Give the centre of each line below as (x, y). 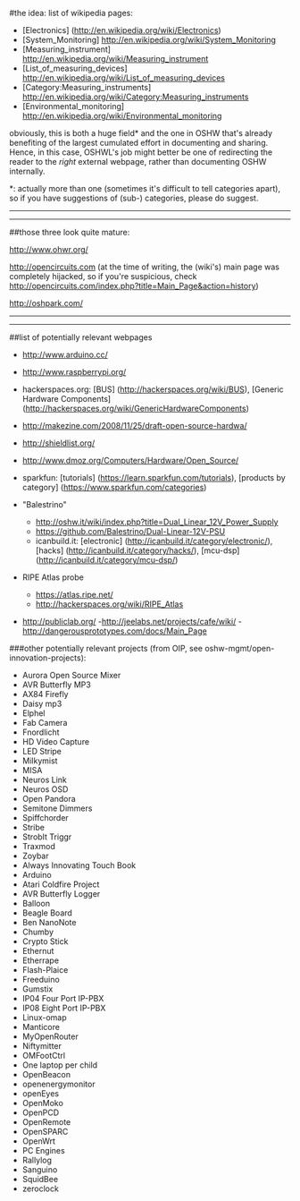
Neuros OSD (45, 789)
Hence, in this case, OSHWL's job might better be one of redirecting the (141, 152)
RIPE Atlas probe (53, 577)
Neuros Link (44, 779)
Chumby (38, 932)
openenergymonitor (58, 1084)
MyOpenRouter (50, 1036)
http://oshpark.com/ (46, 303)
